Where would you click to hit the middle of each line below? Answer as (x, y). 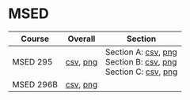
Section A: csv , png (142, 52)
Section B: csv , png (141, 61)
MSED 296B (35, 84)
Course (35, 39)
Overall (82, 39)
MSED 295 (32, 61)
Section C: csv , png (142, 72)
